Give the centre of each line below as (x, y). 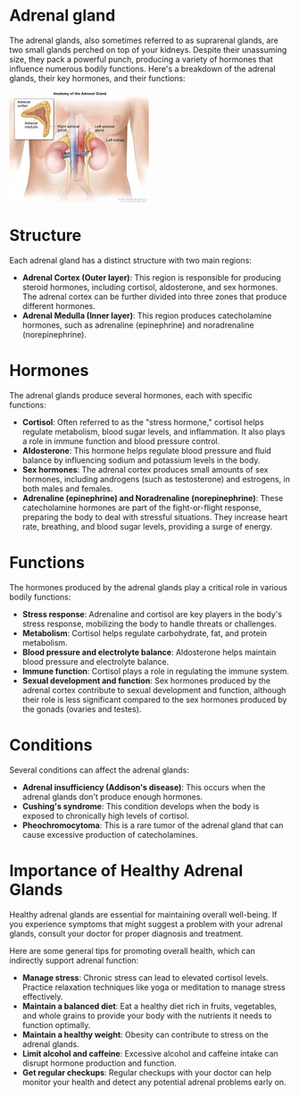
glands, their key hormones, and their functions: (97, 78)
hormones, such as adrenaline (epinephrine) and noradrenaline (138, 325)
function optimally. (56, 1025)
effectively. (42, 996)
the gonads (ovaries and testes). (82, 709)
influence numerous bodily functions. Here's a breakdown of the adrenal (143, 69)
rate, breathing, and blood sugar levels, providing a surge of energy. (147, 526)
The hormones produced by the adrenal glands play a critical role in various (149, 587)
